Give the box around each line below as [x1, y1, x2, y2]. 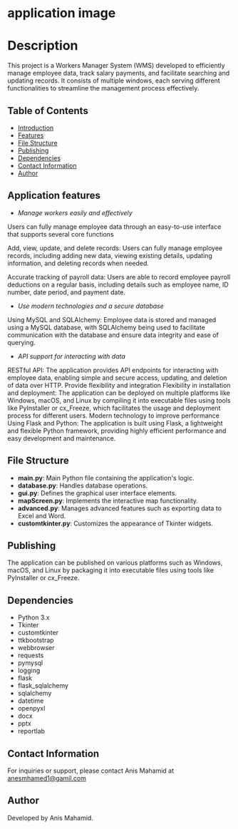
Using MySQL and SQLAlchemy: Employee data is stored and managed [7, 315, 217, 324]
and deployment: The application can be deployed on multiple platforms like [7, 388, 230, 397]
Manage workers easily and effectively [17, 208, 133, 217]
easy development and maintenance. [7, 433, 116, 443]
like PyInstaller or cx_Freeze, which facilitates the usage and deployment [7, 403, 221, 412]
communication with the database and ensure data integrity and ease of [7, 330, 219, 339]
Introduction [17, 123, 54, 132]
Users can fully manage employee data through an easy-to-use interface [7, 222, 222, 231]
